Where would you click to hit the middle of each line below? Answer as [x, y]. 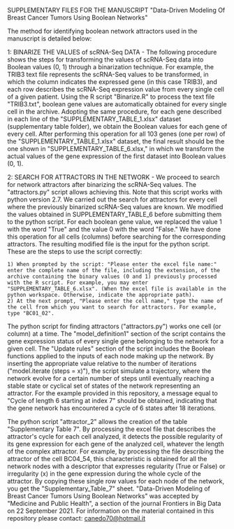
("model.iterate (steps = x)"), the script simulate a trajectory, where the [109, 371]
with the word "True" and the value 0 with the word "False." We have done [114, 229]
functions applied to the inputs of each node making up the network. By [111, 356]
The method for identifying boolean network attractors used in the [102, 31]
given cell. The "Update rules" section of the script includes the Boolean [111, 348]
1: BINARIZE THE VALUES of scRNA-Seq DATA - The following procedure [112, 52]
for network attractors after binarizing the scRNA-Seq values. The [102, 184]
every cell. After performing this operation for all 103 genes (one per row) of [116, 134]
